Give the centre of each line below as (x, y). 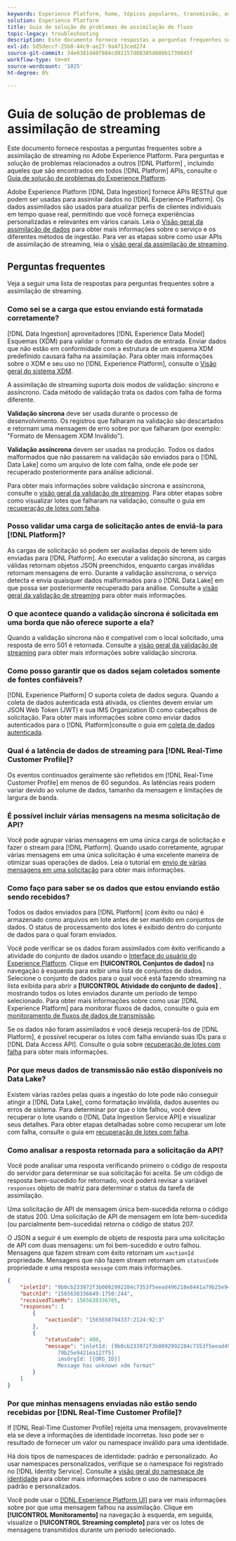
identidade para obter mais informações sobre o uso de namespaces (107, 1479)
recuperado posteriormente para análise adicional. (80, 472)
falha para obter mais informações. (58, 1052)
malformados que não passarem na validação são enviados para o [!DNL (112, 457)
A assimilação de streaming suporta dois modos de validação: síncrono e (113, 384)
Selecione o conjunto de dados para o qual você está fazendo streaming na (117, 978)
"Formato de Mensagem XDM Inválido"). (66, 436)
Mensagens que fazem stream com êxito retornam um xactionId (101, 1253)
